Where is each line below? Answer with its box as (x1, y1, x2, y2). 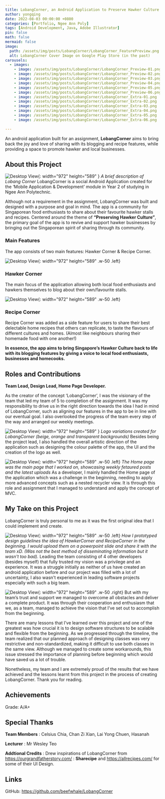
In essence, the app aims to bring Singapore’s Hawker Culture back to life (5, 345, 158, 351)
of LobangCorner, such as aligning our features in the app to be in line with (5, 408, 157, 415)
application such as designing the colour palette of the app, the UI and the (5, 444, 156, 450)
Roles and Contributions (5, 370, 81, 378)
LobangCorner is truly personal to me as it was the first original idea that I (5, 518, 154, 524)
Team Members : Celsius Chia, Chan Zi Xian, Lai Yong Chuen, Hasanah (5, 731, 150, 737)
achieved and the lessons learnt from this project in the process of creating (5, 671, 157, 677)
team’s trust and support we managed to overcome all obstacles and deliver (5, 594, 159, 600)
